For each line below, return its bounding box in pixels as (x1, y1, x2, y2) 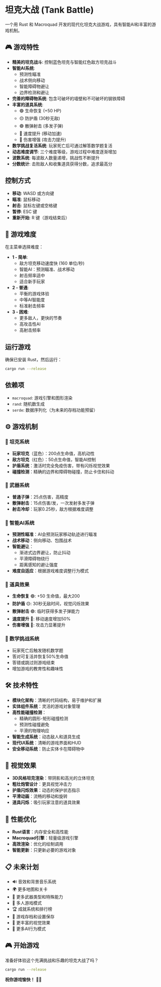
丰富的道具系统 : (12, 102, 44, 107)
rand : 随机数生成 (12, 401, 45, 406)
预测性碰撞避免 (19, 722, 49, 727)
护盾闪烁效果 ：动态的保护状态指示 (12, 787, 80, 793)
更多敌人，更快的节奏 (19, 315, 62, 321)
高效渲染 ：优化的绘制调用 (12, 841, 64, 847)
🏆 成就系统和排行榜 (12, 906, 52, 912)
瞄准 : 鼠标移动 (12, 196, 40, 202)
